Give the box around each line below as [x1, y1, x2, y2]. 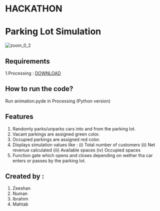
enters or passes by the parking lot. [12, 157, 86, 163]
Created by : [5, 172, 44, 180]
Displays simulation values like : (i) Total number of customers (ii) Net [12, 141, 155, 147]
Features [5, 112, 33, 121]
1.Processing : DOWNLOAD [5, 70, 61, 76]
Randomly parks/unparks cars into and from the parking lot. [12, 125, 136, 131]
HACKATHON [5, 3, 62, 14]
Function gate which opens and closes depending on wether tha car [12, 152, 153, 158]
